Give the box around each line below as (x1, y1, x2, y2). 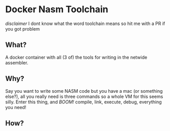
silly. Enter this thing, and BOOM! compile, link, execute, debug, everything (5, 98, 162, 105)
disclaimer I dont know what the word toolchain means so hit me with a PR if (5, 20, 165, 27)
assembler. (5, 60, 29, 66)
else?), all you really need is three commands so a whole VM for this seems (5, 93, 163, 99)
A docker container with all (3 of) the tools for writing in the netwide (5, 54, 148, 60)
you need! (5, 104, 26, 110)
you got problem (5, 25, 40, 32)
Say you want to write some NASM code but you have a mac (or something (5, 88, 163, 94)
